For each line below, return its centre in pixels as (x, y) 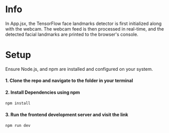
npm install (18, 103)
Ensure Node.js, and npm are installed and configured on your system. (79, 69)
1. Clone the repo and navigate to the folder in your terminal (69, 81)
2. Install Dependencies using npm (43, 92)
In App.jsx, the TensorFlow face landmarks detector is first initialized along (83, 23)
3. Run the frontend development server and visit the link (67, 115)
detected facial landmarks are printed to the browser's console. (72, 34)
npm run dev (18, 125)
